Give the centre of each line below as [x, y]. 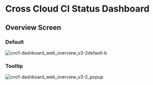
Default [15, 42]
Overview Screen [33, 28]
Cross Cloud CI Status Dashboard [78, 9]
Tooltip [14, 66]
